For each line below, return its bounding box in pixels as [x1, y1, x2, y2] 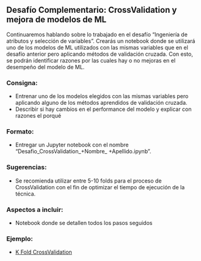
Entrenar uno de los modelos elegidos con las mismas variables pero [15, 93, 189, 100]
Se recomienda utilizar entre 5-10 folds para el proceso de [15, 177, 162, 184]
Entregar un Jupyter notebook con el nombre [15, 141, 129, 149]
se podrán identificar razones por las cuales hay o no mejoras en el [6, 56, 176, 64]
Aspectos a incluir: [6, 205, 64, 214]
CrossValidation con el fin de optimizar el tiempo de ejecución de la [15, 183, 185, 191]
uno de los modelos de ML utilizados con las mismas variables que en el [6, 43, 188, 51]
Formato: [6, 127, 34, 136]
